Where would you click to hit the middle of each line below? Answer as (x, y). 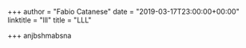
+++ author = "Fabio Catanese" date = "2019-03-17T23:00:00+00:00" (124, 12)
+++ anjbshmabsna (40, 36)
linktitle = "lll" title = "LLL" (50, 20)
